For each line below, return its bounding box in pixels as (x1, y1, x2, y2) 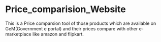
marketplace (5, 31, 31, 37)
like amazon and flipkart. (32, 31, 84, 37)
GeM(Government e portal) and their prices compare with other (5, 25, 138, 31)
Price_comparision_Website (5, 4, 126, 15)
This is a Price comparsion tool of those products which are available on (5, 20, 156, 26)
